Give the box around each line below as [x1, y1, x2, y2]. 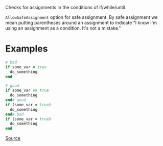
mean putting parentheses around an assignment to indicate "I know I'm [5, 20, 157, 26]
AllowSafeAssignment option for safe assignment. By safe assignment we [5, 14, 158, 20]
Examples [5, 43, 48, 55]
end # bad [5, 112, 24, 117]
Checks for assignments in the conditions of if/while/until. [5, 5, 127, 10]
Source [5, 135, 20, 141]
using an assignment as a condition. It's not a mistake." [5, 25, 121, 31]
